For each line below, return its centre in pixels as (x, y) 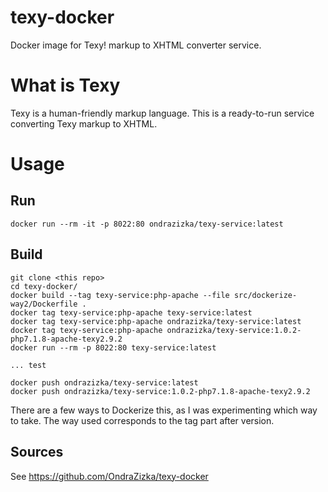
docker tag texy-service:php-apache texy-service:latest (131, 312)
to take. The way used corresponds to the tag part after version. (142, 420)
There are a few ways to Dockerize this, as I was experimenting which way (164, 410)
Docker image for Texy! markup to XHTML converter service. (136, 45)
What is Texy (65, 85)
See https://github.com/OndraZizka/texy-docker (109, 476)
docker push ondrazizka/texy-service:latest (104, 382)
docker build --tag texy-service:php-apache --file (120, 295)
